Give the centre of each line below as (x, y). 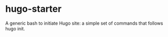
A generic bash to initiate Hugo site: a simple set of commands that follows (84, 23)
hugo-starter (34, 9)
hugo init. (15, 28)
